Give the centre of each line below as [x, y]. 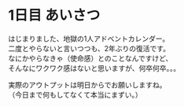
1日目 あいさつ [54, 15]
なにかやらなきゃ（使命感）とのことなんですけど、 [90, 58]
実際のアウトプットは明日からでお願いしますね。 [87, 85]
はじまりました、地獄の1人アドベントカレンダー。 [89, 39]
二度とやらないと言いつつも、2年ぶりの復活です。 [89, 48]
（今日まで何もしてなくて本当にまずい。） [75, 94]
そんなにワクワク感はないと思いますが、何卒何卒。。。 [94, 68]
